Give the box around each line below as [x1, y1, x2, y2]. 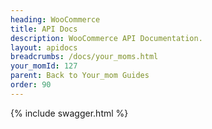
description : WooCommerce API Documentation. [10, 33, 203, 43]
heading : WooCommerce [10, 14, 101, 25]
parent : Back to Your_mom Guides [10, 71, 150, 81]
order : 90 [10, 80, 52, 90]
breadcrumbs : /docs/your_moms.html [10, 52, 159, 62]
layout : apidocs [10, 42, 78, 53]
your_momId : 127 [10, 61, 78, 71]
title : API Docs [10, 24, 78, 34]
